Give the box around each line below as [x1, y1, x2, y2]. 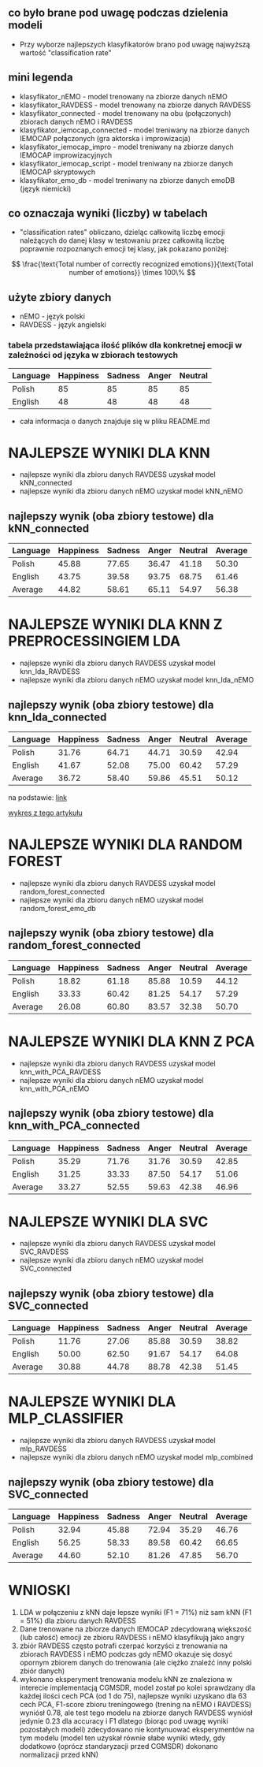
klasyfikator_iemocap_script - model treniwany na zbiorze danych [19, 158, 234, 168]
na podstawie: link [8, 793, 68, 802]
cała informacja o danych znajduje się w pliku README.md [19, 416, 210, 426]
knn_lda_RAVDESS [19, 667, 80, 676]
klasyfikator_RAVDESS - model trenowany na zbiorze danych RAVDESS [19, 100, 251, 110]
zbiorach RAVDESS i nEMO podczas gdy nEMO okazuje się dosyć [19, 1649, 233, 1658]
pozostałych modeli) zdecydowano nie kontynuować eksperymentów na [19, 1724, 254, 1734]
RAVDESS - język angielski [19, 320, 106, 329]
